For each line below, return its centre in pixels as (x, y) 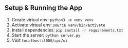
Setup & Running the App (43, 8)
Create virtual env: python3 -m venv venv (52, 19)
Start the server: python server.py (46, 35)
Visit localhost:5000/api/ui (39, 40)
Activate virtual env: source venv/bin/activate (58, 25)
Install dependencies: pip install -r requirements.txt (67, 30)
